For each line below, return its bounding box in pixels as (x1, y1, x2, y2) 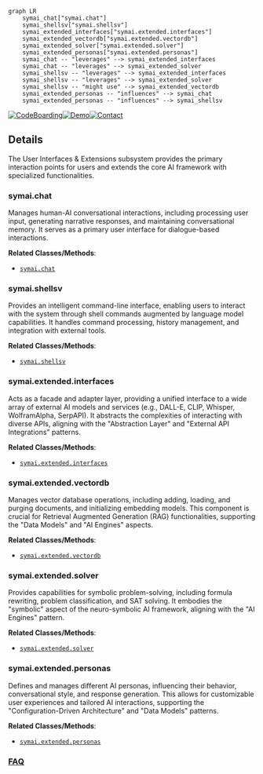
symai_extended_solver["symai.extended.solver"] (22, 42, 184, 49)
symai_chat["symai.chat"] (22, 14, 108, 22)
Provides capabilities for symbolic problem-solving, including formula (8, 588, 233, 597)
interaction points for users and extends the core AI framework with (8, 162, 228, 172)
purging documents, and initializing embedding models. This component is (8, 503, 250, 513)
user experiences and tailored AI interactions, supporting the (8, 697, 205, 706)
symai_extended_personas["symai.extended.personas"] (22, 49, 199, 57)
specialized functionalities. (8, 170, 94, 180)
